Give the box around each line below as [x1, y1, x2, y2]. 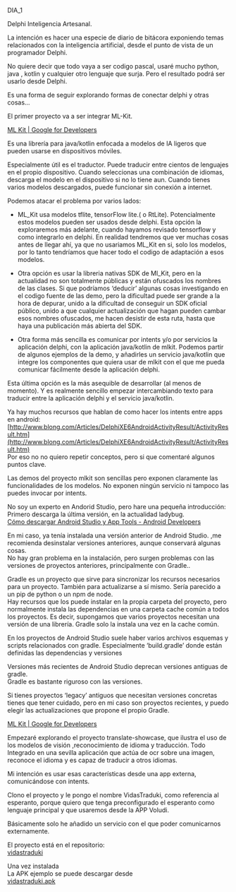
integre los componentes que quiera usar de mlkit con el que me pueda [17, 358, 225, 366]
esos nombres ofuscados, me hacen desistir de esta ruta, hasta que [17, 314, 216, 322]
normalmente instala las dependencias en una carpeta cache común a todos [7, 605, 230, 613]
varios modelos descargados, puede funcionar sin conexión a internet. [7, 183, 213, 191]
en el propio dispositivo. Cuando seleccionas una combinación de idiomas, [7, 168, 225, 176]
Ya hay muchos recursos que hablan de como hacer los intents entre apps [7, 408, 223, 416]
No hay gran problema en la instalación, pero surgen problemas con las [7, 554, 215, 562]
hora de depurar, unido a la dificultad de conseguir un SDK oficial [17, 299, 208, 307]
